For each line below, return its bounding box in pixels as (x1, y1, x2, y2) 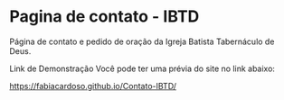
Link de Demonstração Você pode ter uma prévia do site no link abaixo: (9, 63, 276, 74)
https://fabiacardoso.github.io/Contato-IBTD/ (9, 80, 176, 91)
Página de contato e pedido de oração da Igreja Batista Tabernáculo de (9, 36, 275, 47)
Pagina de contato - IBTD (9, 6, 200, 27)
